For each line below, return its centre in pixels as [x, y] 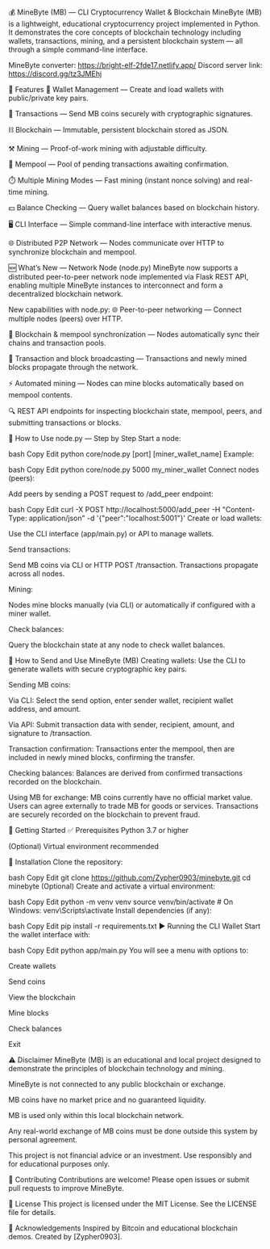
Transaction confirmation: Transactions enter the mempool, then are [122, 749]
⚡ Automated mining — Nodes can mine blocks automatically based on [126, 383]
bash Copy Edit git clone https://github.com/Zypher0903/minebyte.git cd [130, 877]
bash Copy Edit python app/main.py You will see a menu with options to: [129, 950]
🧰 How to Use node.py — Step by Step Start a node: [95, 438]
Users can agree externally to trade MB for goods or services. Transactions [134, 806]
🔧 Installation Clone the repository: [66, 862]
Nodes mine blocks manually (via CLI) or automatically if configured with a [132, 605]
